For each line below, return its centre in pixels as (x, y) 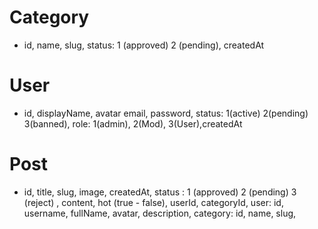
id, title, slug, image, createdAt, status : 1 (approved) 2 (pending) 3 (160, 192)
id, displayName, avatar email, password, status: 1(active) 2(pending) (166, 113)
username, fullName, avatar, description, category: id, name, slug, (160, 213)
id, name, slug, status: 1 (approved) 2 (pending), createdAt (144, 45)
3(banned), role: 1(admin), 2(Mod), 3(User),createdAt (133, 123)
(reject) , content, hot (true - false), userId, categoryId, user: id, (153, 202)
